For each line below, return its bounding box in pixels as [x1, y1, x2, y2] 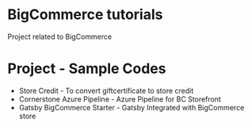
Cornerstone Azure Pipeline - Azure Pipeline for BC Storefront [18, 94, 221, 104]
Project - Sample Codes [7, 60, 166, 78]
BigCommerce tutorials [7, 6, 163, 24]
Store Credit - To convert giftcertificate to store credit [18, 86, 194, 95]
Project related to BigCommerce [7, 32, 113, 41]
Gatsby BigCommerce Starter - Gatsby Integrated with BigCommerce [18, 102, 245, 112]
